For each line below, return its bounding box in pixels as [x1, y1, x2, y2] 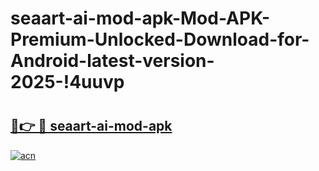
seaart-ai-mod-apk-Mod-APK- [10, 7, 271, 30]
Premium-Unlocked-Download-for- [10, 28, 310, 51]
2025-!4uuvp [10, 71, 125, 94]
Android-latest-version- [10, 50, 215, 72]
